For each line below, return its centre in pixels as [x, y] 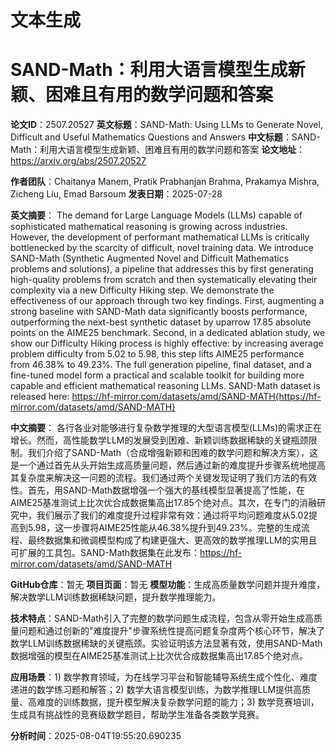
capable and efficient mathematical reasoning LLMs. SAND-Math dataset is [165, 386]
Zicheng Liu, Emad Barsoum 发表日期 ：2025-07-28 [116, 194]
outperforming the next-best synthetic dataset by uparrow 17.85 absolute [161, 322]
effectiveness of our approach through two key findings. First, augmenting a [167, 301]
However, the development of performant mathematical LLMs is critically [160, 237]
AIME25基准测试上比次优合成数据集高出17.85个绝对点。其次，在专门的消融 [163, 503]
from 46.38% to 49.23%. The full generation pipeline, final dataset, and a [161, 365]
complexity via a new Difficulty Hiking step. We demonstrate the [142, 290]
